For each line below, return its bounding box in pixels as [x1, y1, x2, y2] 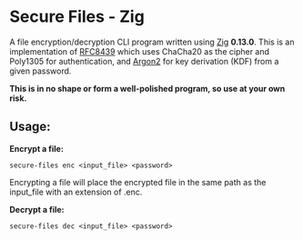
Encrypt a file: [9, 143, 64, 154]
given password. [9, 65, 72, 76]
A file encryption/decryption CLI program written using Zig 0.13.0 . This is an [9, 36, 295, 47]
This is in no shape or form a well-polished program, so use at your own [9, 83, 286, 94]
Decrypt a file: [9, 204, 66, 215]
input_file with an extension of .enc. [9, 186, 143, 197]
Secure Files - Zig [9, 6, 146, 27]
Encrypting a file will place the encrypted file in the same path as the [9, 176, 267, 187]
